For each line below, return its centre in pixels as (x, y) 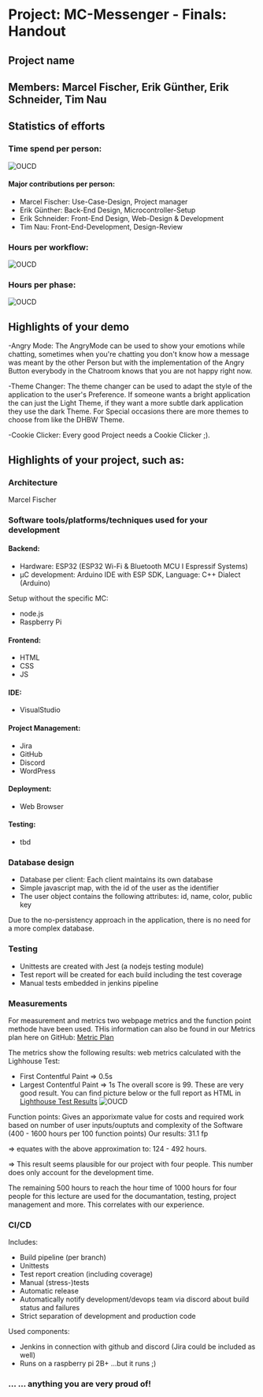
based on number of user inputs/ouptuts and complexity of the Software (126, 1125)
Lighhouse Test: (34, 1061)
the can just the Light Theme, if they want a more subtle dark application (126, 403)
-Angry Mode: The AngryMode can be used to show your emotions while (127, 346)
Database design (41, 863)
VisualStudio (40, 710)
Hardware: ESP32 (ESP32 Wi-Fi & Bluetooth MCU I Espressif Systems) (133, 567)
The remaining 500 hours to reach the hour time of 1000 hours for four (122, 1187)
